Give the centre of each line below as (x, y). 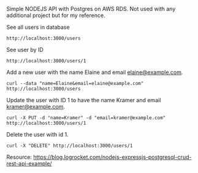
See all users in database (38, 27)
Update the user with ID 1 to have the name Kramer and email (84, 100)
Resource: (19, 157)
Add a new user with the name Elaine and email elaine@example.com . (95, 72)
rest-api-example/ (29, 164)
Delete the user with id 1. (37, 134)
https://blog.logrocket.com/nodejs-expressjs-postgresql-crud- (112, 157)
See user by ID (25, 50)
